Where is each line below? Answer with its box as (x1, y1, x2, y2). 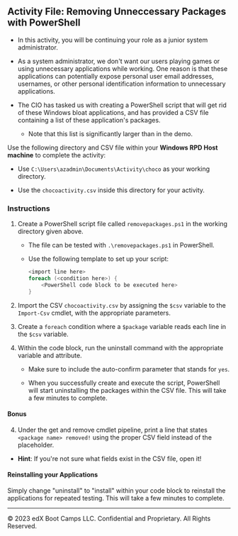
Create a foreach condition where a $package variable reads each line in (17, 322, 227, 330)
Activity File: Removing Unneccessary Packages (7, 6, 227, 18)
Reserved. (7, 522, 38, 530)
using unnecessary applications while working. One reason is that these (17, 64, 228, 73)
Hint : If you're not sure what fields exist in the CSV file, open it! (17, 454, 202, 463)
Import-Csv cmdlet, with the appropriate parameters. (17, 308, 171, 317)
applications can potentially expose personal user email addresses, (17, 72, 214, 80)
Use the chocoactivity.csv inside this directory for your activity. (17, 186, 205, 194)
